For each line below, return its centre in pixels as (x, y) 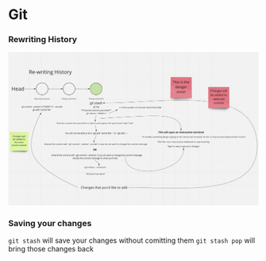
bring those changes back (51, 249)
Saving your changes (50, 223)
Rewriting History (43, 40)
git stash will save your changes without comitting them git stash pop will (132, 240)
